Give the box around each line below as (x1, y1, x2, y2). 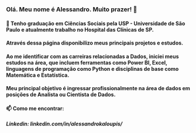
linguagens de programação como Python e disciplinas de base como (6, 65, 179, 72)
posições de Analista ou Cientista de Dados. (6, 91, 116, 98)
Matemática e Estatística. (6, 71, 70, 79)
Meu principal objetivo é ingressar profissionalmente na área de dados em (6, 85, 190, 92)
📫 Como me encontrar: (6, 105, 64, 112)
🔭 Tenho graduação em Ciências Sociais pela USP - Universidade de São (6, 20, 185, 27)
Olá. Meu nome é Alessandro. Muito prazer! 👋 (6, 5, 137, 13)
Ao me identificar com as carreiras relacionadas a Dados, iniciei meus (6, 53, 179, 60)
